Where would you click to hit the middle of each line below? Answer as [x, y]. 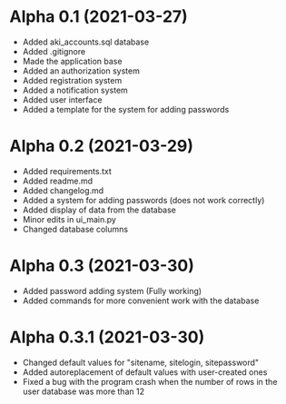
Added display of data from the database [99, 210]
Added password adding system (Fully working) [112, 291]
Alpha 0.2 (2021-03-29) [101, 146]
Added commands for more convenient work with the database [141, 301]
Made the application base [72, 61]
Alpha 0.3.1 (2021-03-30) [107, 337]
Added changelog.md [63, 190]
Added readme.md [58, 181]
